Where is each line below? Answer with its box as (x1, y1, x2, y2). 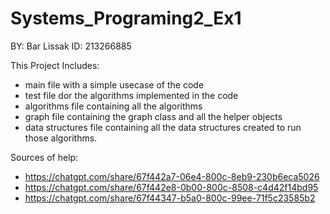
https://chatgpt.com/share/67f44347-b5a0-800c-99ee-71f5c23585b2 (24, 192, 316, 204)
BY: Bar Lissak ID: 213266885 (10, 40, 132, 52)
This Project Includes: (10, 59, 100, 71)
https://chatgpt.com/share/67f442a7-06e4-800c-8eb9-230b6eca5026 (24, 170, 320, 182)
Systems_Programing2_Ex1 (10, 7, 242, 30)
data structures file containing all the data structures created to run (24, 121, 302, 133)
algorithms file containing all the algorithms (24, 100, 203, 112)
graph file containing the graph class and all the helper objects (24, 110, 283, 122)
